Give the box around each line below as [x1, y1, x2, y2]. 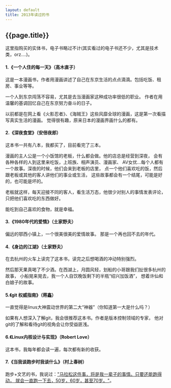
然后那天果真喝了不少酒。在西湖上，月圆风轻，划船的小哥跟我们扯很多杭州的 [5, 266, 166, 273]
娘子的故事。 [9, 279, 37, 285]
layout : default [5, 7, 40, 13]
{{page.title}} [5, 31, 49, 40]
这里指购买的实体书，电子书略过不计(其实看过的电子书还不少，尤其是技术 [5, 45, 159, 51]
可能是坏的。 [18, 178, 46, 184]
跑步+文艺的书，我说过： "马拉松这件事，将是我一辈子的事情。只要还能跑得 [5, 371, 162, 377]
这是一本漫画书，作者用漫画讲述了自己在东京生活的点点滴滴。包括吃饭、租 [5, 76, 161, 82]
